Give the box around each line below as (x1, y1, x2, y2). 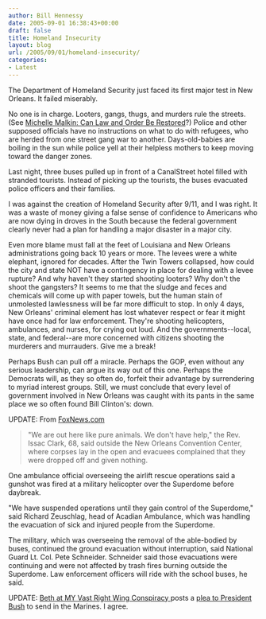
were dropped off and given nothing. (27, 455, 148, 465)
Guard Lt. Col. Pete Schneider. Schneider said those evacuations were (8, 552, 238, 562)
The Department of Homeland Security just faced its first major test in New (8, 85, 253, 95)
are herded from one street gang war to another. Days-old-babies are (8, 134, 236, 144)
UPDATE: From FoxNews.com (8, 415, 105, 424)
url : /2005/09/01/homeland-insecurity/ (8, 49, 141, 56)
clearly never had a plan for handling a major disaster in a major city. (8, 224, 233, 234)
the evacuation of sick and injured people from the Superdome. (8, 520, 216, 529)
